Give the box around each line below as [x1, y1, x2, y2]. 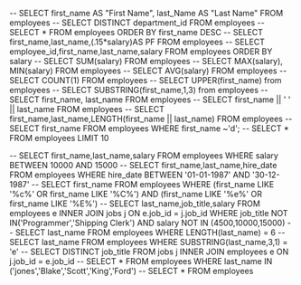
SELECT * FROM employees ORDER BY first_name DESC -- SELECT [9, 27, 264, 37]
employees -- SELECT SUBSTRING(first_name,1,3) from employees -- [9, 85, 268, 95]
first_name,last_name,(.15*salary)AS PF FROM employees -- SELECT [9, 36, 265, 47]
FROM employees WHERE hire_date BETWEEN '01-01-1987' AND [9, 169, 250, 180]
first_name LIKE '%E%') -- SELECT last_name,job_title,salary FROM [9, 198, 260, 209]
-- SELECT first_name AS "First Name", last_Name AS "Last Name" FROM [9, 8, 284, 18]
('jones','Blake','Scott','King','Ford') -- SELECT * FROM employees [9, 266, 254, 276]
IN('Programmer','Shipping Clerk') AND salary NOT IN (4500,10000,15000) [9, 217, 286, 228]
